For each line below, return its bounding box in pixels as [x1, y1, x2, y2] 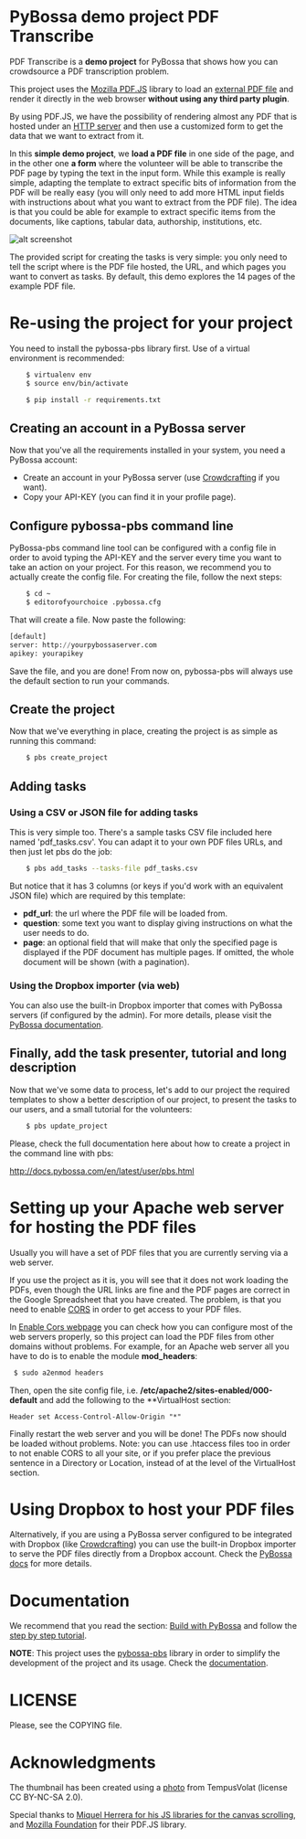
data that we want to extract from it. [9, 130, 144, 141]
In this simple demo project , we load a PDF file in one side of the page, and [9, 148, 295, 159]
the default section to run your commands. [9, 675, 171, 686]
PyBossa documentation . [9, 1019, 104, 1030]
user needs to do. [22, 927, 90, 938]
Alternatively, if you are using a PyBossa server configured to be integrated [9, 1529, 292, 1540]
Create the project [9, 701, 116, 717]
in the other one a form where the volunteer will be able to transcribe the [9, 157, 283, 168]
